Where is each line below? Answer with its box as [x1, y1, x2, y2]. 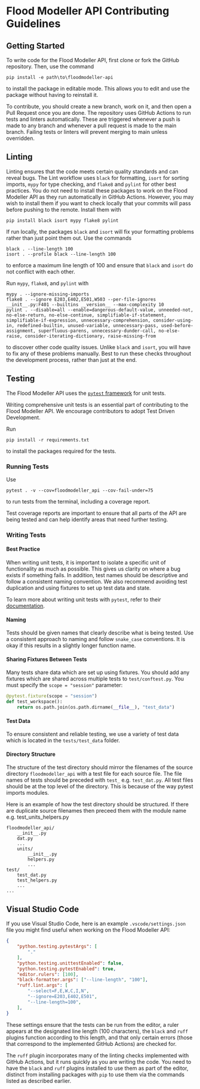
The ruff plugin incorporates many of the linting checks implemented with [6, 1051, 189, 1059]
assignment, [6, 328, 36, 334]
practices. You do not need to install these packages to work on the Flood [6, 187, 188, 194]
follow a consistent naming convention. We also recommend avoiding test [6, 578, 187, 585]
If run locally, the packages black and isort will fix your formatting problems [6, 228, 194, 235]
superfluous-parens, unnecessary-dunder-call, [38, 328, 156, 334]
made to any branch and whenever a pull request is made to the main [6, 122, 177, 129]
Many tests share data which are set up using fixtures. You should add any [6, 669, 190, 676]
